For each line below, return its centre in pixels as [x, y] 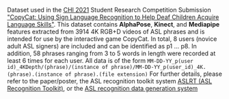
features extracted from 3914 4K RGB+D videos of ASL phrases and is [106, 31]
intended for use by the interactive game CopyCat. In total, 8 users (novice [112, 39]
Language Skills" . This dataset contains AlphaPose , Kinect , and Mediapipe [113, 24]
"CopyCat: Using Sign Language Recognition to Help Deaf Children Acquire [113, 17]
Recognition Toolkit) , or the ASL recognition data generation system [103, 88]
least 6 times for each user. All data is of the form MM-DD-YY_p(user [100, 60]
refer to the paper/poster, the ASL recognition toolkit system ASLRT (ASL [110, 81]
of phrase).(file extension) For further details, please [144, 74]
